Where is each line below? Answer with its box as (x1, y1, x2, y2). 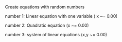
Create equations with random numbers (5, 4, 85, 10)
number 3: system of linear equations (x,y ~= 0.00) (5, 32, 107, 37)
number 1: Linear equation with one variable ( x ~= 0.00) (5, 13, 118, 19)
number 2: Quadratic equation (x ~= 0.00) (5, 22, 89, 28)
